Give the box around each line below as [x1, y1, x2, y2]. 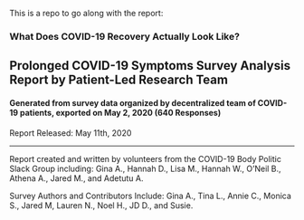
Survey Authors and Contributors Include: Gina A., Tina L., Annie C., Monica [9, 190, 292, 201]
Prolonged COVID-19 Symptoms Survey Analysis [9, 58, 291, 73]
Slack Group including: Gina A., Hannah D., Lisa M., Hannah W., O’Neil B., [9, 163, 282, 174]
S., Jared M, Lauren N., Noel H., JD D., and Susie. [9, 199, 194, 211]
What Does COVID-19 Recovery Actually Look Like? [9, 30, 240, 43]
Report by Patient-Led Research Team [9, 72, 229, 88]
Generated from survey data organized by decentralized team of [9, 97, 256, 108]
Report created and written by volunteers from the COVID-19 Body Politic [9, 153, 282, 164]
